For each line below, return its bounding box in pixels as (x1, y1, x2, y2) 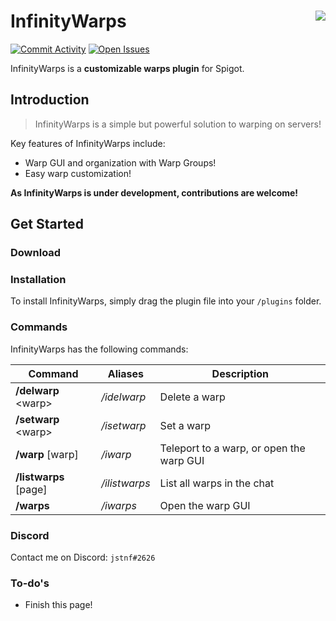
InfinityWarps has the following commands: (10, 343, 189, 355)
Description (211, 366, 270, 380)
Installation (10, 272, 67, 286)
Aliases (107, 366, 145, 380)
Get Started (10, 216, 84, 233)
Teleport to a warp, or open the (159, 441, 306, 455)
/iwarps (101, 498, 137, 512)
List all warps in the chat (159, 476, 275, 490)
